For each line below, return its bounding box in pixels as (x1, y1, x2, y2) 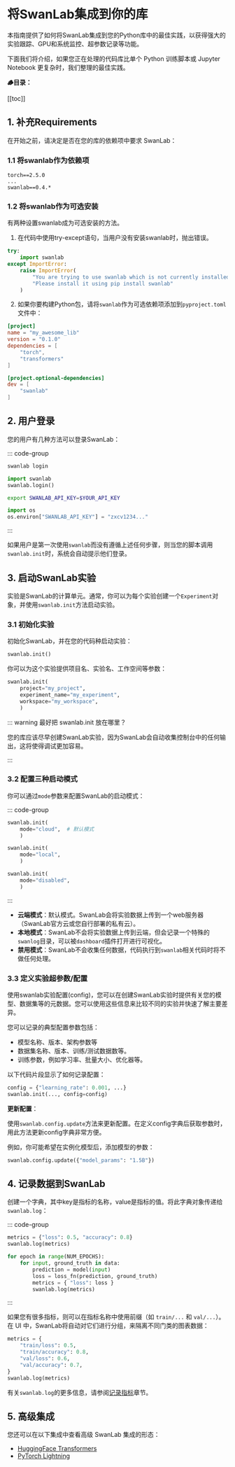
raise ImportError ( (20, 267, 77, 274)
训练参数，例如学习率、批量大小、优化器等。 (17, 1055, 147, 1064)
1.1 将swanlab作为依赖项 (7, 155, 90, 165)
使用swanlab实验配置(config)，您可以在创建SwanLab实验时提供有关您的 (7, 990, 215, 999)
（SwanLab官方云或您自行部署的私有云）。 (17, 919, 140, 927)
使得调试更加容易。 (31, 741, 87, 750)
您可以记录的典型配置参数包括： (7, 1023, 99, 1031)
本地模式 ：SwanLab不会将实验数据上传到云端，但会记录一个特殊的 (17, 928, 210, 936)
